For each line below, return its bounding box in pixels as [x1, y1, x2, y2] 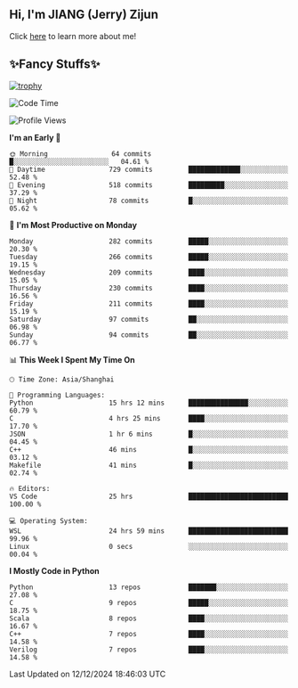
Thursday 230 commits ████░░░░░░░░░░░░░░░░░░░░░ [9, 283, 289, 292]
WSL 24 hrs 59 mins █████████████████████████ [9, 526, 289, 536]
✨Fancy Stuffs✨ [9, 57, 101, 72]
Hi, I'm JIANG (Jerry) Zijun [9, 7, 158, 22]
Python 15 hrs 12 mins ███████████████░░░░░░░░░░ [9, 398, 289, 407]
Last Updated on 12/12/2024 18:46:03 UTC [9, 668, 166, 679]
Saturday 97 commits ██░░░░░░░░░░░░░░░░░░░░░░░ [9, 315, 289, 324]
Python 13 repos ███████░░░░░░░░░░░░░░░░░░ [9, 583, 289, 592]
